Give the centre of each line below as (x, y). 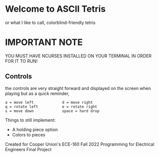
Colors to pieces (29, 135)
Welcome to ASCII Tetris (56, 9)
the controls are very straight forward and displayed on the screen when (78, 88)
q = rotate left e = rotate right (51, 107)
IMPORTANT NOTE (44, 42)
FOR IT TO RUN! (21, 61)
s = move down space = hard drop (52, 111)
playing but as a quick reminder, (37, 93)
